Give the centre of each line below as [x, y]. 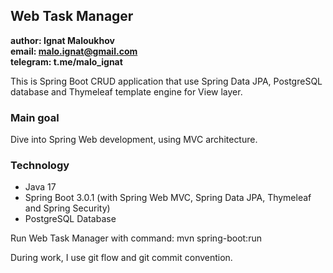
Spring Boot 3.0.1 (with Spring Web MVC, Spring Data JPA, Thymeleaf [168, 198]
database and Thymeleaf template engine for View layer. [126, 91]
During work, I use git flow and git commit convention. [121, 258]
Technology [40, 166]
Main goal [35, 117]
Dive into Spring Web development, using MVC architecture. [134, 140]
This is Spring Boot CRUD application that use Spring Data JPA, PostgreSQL [166, 81]
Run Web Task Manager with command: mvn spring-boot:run [136, 238]
